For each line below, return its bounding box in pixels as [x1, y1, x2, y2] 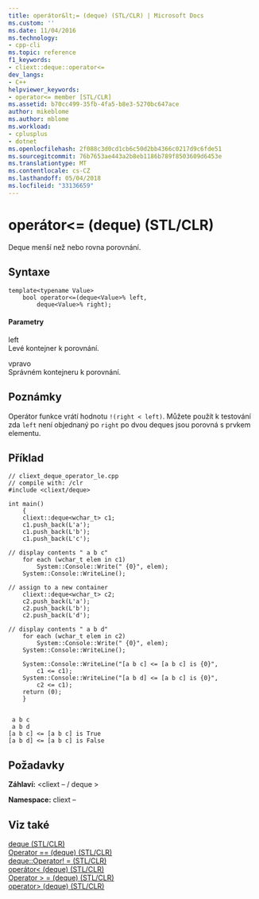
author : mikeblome [8, 108, 69, 116]
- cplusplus [8, 130, 48, 138]
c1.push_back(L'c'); [22, 535, 91, 543]
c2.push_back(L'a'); [22, 597, 91, 605]
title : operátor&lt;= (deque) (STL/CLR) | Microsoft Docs [8, 11, 204, 20]
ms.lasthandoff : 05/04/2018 [8, 174, 102, 183]
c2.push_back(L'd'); [22, 612, 91, 620]
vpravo [8, 359, 32, 368]
